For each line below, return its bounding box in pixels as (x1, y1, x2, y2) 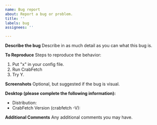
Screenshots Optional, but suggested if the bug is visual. (5, 81, 120, 87)
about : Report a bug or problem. (5, 12, 73, 16)
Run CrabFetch (12, 66, 42, 73)
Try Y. (12, 72, 24, 78)
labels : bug (5, 20, 29, 26)
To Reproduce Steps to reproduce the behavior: (5, 52, 101, 58)
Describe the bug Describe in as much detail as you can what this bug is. (5, 43, 153, 48)
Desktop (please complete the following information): (5, 91, 116, 96)
